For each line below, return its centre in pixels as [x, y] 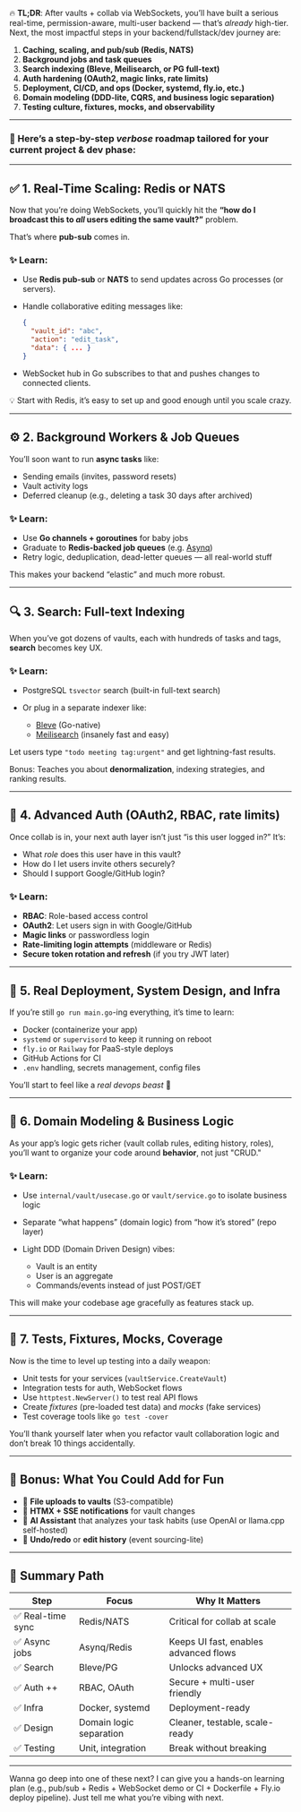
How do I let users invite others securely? [99, 863]
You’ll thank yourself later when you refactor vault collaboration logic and [144, 1433]
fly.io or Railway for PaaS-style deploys [98, 1048]
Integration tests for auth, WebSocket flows [102, 1387]
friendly [185, 1694]
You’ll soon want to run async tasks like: [84, 459]
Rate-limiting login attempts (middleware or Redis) [117, 945]
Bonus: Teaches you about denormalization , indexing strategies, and [138, 769]
